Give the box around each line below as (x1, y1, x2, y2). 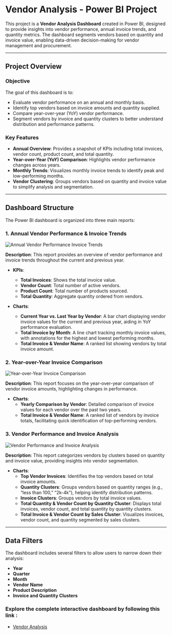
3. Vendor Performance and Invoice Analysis (5, 431, 119, 438)
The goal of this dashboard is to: (5, 89, 74, 96)
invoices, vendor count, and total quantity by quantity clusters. (20, 506, 153, 512)
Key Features (5, 134, 39, 141)
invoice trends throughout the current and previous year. (5, 257, 124, 263)
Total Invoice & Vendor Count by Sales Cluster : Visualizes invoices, (20, 511, 164, 517)
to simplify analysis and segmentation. (12, 183, 94, 190)
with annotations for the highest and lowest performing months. (20, 335, 155, 341)
